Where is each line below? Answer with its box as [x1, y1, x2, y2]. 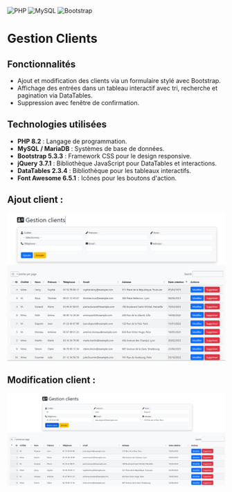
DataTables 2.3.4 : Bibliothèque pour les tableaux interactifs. [17, 166, 192, 174]
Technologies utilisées [7, 118, 107, 131]
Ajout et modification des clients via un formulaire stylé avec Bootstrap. [17, 77, 222, 84]
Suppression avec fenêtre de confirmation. [17, 99, 140, 107]
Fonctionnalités [7, 58, 76, 70]
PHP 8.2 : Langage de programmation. [17, 137, 127, 145]
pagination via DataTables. [17, 91, 93, 100]
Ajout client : [7, 194, 64, 206]
